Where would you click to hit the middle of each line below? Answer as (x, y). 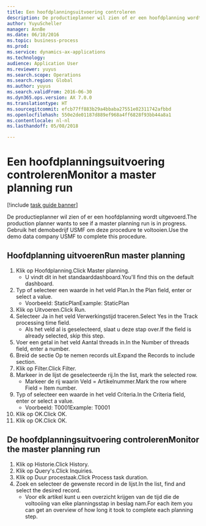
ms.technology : (26, 58)
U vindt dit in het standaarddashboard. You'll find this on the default (109, 277)
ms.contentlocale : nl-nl (39, 120)
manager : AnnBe (26, 29)
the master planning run (53, 450)
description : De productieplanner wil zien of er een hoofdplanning (96, 18)
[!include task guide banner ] (42, 205)
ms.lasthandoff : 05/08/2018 (43, 126)
